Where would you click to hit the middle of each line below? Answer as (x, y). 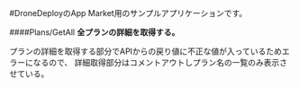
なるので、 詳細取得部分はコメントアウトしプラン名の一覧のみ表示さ (160, 62)
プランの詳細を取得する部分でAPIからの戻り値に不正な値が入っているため (145, 51)
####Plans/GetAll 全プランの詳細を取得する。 (95, 32)
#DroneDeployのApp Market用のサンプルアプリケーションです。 (128, 13)
